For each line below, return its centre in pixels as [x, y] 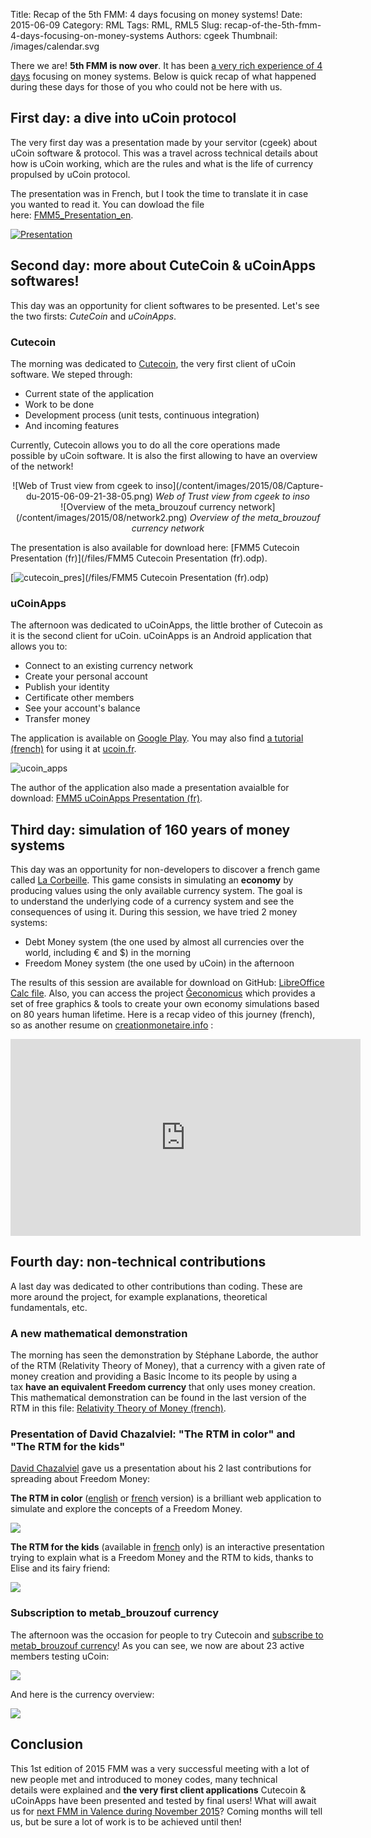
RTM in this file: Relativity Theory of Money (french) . [118, 1408]
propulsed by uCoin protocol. [70, 174]
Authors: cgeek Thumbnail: [222, 35]
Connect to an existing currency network [109, 666]
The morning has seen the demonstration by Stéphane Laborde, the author [164, 1355]
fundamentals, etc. [49, 1307]
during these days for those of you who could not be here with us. [146, 87]
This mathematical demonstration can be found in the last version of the [158, 1398]
